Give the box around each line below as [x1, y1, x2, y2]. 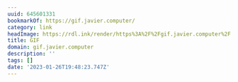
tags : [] [7, 57, 33, 64]
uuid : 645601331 [7, 10, 56, 18]
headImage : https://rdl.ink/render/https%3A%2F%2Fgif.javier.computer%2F [7, 30, 232, 38]
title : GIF [7, 37, 40, 44]
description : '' [7, 51, 56, 58]
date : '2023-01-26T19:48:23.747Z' [7, 63, 110, 71]
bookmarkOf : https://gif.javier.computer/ [7, 17, 135, 24]
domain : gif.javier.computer [7, 43, 94, 51]
